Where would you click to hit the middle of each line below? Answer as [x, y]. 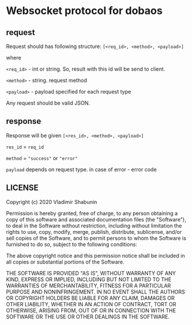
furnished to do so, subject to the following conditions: [71, 244]
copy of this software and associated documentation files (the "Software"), [96, 219]
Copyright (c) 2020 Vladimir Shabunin [52, 202]
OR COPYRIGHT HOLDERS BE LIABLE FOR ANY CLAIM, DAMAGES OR [90, 298]
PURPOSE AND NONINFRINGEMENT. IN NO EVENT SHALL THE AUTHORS [96, 292]
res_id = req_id [25, 147]
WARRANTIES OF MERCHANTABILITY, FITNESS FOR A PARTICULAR [88, 285]
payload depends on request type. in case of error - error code [81, 169]
